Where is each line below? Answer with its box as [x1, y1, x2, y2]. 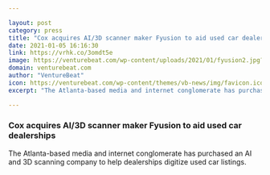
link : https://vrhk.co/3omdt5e [8, 49, 113, 57]
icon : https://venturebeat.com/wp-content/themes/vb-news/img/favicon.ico [8, 78, 264, 87]
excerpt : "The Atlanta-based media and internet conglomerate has [8, 86, 235, 94]
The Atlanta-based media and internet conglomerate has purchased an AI [8, 148, 252, 158]
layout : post [8, 19, 52, 27]
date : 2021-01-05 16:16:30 [8, 41, 99, 49]
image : [8, 56, 31, 65]
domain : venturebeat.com [8, 64, 92, 73]
